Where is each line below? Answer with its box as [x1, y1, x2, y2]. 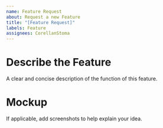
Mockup [6, 96, 48, 109]
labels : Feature [6, 25, 46, 31]
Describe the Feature [6, 56, 112, 69]
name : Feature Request [6, 8, 62, 15]
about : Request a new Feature [6, 14, 81, 20]
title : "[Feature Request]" [6, 19, 76, 25]
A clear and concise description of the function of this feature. [6, 75, 158, 82]
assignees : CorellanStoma [6, 31, 70, 36]
